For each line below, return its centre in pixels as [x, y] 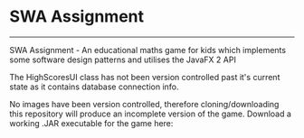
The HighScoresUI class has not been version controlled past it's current [145, 77]
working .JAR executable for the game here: [91, 123]
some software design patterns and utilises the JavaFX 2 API [123, 60]
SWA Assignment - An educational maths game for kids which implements [148, 50]
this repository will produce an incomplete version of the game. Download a [151, 114]
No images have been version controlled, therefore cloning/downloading [144, 104]
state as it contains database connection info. [94, 87]
